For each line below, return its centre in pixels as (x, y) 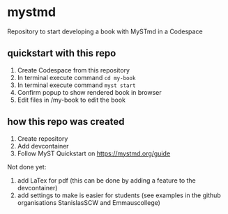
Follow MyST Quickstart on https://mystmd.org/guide (94, 153)
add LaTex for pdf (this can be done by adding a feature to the (107, 180)
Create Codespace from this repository (74, 70)
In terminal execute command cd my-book (76, 77)
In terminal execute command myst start (76, 85)
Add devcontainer (43, 146)
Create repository (43, 138)
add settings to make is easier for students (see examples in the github (119, 195)
